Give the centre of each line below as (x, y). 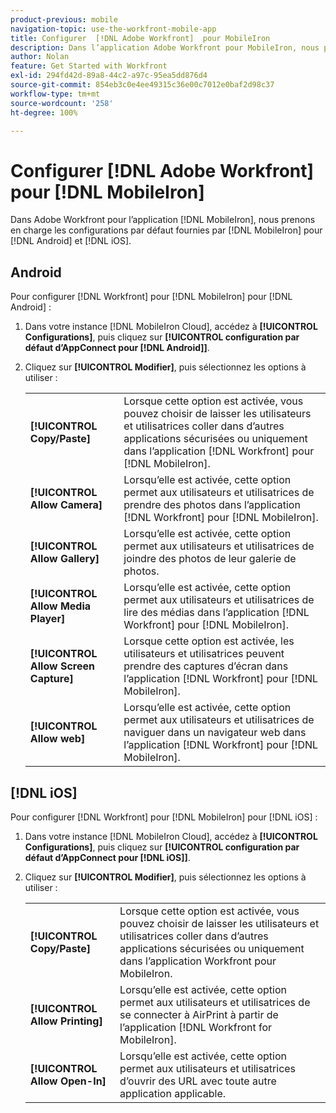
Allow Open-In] (68, 1081)
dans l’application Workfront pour (198, 961)
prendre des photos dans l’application (212, 505)
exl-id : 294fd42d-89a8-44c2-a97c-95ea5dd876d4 (109, 76)
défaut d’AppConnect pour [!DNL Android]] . (117, 348)
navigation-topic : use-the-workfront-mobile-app (113, 29)
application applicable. (173, 1093)
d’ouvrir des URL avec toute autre (198, 1081)
